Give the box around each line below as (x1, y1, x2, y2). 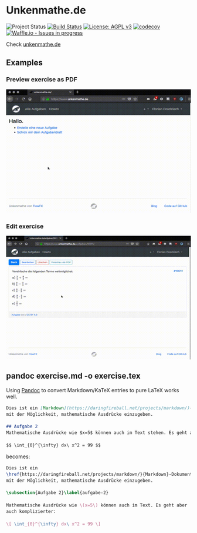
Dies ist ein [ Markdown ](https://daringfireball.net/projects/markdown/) (6, 405, 191, 411)
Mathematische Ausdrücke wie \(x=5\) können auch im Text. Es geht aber (6, 502, 188, 508)
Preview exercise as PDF (6, 75, 77, 84)
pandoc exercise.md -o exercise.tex (6, 371, 141, 381)
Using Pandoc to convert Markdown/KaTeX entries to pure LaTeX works (6, 386, 179, 393)
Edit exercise (6, 222, 44, 230)
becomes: (6, 453, 30, 460)
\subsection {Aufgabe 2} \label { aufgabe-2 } (6, 490, 109, 496)
